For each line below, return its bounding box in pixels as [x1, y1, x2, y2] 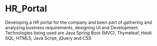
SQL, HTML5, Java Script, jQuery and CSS [5, 35, 92, 41]
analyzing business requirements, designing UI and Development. [5, 24, 139, 30]
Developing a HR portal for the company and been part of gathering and [5, 19, 152, 25]
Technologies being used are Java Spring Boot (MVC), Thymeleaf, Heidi [5, 30, 152, 36]
